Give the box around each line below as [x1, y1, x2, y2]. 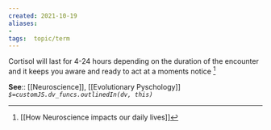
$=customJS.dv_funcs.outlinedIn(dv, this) [8, 90, 153, 99]
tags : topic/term [8, 34, 70, 43]
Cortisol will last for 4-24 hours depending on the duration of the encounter [8, 57, 260, 66]
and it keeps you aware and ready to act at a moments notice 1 [8, 65, 216, 76]
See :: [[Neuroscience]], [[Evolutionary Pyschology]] [8, 82, 181, 91]
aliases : [8, 19, 38, 27]
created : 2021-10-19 [8, 11, 78, 20]
